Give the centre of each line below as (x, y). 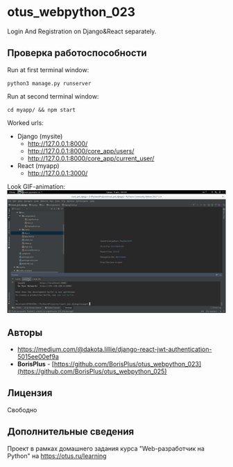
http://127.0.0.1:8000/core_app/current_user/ (91, 158)
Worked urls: (25, 123)
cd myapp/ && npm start (42, 110)
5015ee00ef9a (38, 357)
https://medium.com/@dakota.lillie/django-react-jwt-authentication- (114, 349)
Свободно (22, 409)
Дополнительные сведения (71, 432)
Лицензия (30, 393)
